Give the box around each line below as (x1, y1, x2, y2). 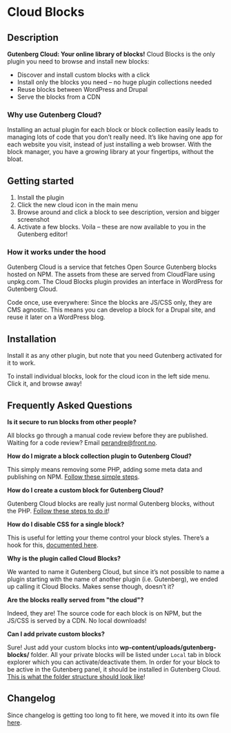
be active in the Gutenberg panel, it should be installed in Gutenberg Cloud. (7, 665, 221, 674)
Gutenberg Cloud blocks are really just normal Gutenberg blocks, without (7, 499, 215, 508)
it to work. (7, 359, 36, 367)
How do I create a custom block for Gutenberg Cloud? (7, 486, 164, 495)
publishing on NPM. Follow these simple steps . (7, 473, 140, 481)
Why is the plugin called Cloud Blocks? (7, 554, 121, 563)
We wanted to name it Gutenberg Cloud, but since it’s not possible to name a (7, 568, 225, 576)
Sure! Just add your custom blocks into (7, 643, 119, 651)
